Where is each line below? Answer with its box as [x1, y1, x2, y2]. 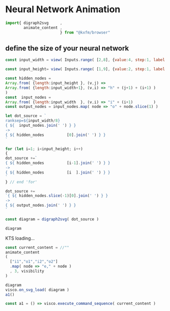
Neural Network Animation [5, 4, 121, 15]
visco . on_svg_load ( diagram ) [5, 287, 70, 292]
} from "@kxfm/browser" [60, 30, 110, 35]
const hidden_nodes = [5, 76, 51, 81]
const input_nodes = [5, 95, 51, 100]
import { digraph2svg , [5, 20, 63, 25]
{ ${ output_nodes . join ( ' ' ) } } [5, 203, 76, 208]
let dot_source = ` [5, 114, 47, 119]
